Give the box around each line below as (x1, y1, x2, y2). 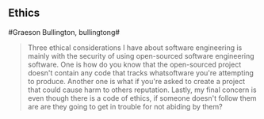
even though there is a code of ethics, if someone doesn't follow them (27, 93, 257, 102)
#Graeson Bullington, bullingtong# (8, 27, 121, 36)
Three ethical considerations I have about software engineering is (27, 43, 243, 52)
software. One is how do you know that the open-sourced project (27, 59, 242, 69)
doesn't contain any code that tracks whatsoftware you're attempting (27, 67, 254, 78)
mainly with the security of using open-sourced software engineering (27, 51, 255, 60)
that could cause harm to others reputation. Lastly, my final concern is (27, 85, 257, 94)
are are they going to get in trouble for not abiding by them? (27, 102, 224, 111)
